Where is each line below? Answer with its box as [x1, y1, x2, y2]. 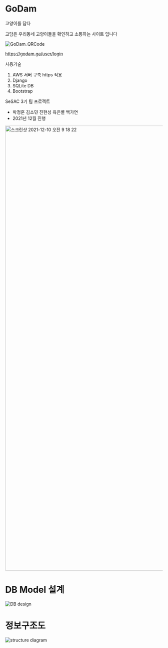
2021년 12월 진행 [12, 115, 46, 121]
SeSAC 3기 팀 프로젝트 [5, 98, 50, 104]
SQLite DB [12, 82, 34, 88]
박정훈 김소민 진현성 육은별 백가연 [12, 109, 78, 115]
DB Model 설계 [5, 584, 64, 595]
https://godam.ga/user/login [5, 51, 63, 57]
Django [12, 77, 27, 83]
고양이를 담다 [5, 20, 31, 26]
